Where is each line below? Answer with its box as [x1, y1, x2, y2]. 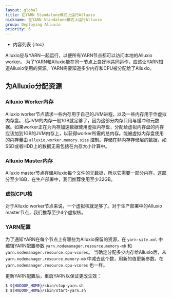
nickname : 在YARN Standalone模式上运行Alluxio [5, 17, 102, 22]
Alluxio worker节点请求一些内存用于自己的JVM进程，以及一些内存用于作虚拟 [5, 111, 167, 117]
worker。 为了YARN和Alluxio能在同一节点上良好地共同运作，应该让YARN [5, 59, 159, 65]
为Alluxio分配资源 [5, 82, 62, 90]
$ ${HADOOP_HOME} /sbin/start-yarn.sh [5, 288, 86, 293]
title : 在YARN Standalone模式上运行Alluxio [5, 12, 95, 17]
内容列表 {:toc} [12, 42, 45, 48]
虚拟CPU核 [5, 191, 32, 198]
